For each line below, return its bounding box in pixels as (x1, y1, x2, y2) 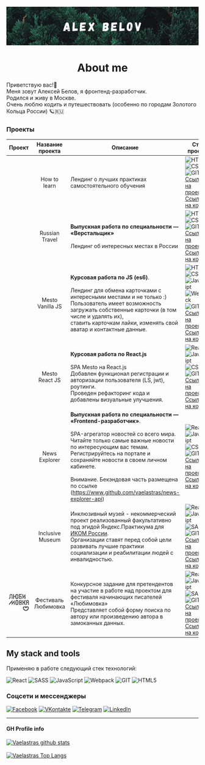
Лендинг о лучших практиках (70, 175, 147, 183)
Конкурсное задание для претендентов (70, 580, 173, 587)
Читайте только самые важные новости (70, 436, 174, 444)
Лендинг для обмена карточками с (70, 287, 162, 294)
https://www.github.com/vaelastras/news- (72, 488, 180, 496)
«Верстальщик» (70, 230, 115, 237)
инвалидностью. (70, 555, 113, 563)
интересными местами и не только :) (70, 293, 167, 300)
